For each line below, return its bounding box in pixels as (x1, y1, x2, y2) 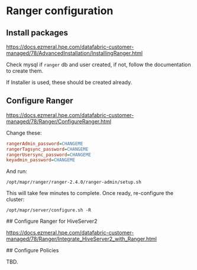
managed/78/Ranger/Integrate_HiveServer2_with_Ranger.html (6, 235, 157, 243)
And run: (6, 168, 28, 175)
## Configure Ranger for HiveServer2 (6, 217, 98, 225)
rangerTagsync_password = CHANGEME (6, 146, 89, 152)
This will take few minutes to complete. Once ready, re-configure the (6, 190, 173, 197)
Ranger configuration (6, 4, 114, 18)
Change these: (6, 129, 42, 136)
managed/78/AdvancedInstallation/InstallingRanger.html (6, 50, 143, 57)
